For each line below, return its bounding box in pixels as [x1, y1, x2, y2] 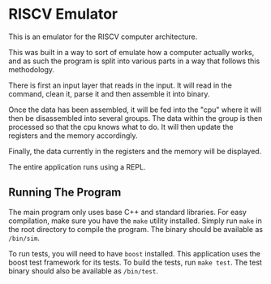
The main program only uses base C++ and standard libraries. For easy [8, 207, 247, 217]
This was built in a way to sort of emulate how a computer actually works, [8, 47, 255, 57]
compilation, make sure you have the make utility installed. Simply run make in [8, 216, 262, 226]
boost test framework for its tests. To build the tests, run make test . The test [8, 257, 262, 267]
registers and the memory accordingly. [8, 131, 138, 140]
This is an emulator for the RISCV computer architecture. [8, 32, 198, 41]
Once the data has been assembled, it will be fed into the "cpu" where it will [8, 105, 262, 114]
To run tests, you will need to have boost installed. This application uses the [8, 248, 261, 258]
